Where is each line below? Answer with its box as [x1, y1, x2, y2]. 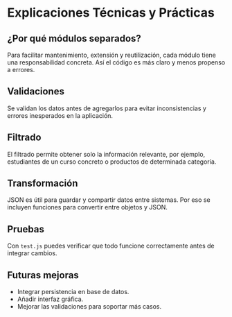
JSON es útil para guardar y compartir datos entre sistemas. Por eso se [7, 196, 211, 204]
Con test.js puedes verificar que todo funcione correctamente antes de [7, 241, 215, 250]
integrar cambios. [7, 249, 57, 257]
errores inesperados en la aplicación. [7, 111, 113, 119]
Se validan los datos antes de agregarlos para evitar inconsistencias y [7, 104, 206, 112]
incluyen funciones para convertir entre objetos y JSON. [7, 203, 168, 212]
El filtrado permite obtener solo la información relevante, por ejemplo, [7, 150, 206, 158]
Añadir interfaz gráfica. [17, 295, 84, 303]
